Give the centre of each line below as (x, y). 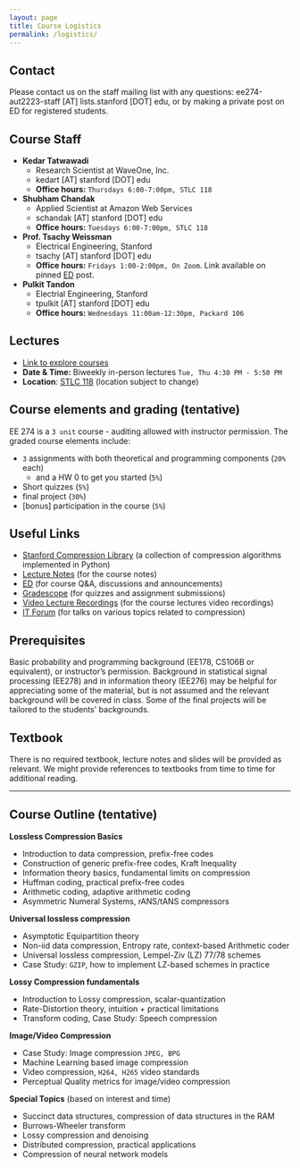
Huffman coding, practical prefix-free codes (103, 882)
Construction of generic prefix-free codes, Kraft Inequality (129, 863)
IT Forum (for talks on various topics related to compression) (133, 612)
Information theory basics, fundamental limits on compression (136, 873)
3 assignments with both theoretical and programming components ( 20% (154, 458)
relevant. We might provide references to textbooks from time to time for (142, 769)
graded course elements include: (70, 440)
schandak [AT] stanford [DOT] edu (99, 217)
